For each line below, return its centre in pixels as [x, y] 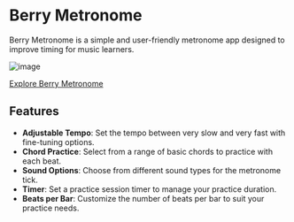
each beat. [42, 161]
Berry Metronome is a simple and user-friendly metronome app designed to [147, 40]
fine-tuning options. [58, 142]
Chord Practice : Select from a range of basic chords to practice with [147, 151]
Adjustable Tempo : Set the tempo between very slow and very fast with [154, 133]
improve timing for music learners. [72, 49]
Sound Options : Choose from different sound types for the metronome [151, 170]
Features [34, 111]
